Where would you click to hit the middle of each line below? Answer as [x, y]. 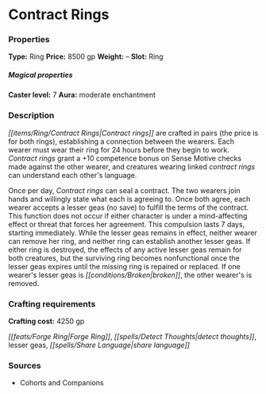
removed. [24, 283]
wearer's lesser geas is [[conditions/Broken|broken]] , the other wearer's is [130, 275]
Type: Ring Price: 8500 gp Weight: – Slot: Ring [86, 56]
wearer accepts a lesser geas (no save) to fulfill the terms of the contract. [129, 207]
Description [31, 115]
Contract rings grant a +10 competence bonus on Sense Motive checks [125, 158]
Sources [25, 365]
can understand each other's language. [73, 175]
